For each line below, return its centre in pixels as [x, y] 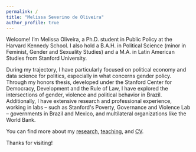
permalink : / [22, 12]
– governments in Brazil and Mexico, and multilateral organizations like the [96, 114]
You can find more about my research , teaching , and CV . [75, 131]
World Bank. [21, 120]
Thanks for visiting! [30, 143]
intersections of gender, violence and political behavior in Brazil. [84, 95]
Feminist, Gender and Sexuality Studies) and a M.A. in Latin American [91, 52]
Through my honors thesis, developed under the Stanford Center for [89, 82]
